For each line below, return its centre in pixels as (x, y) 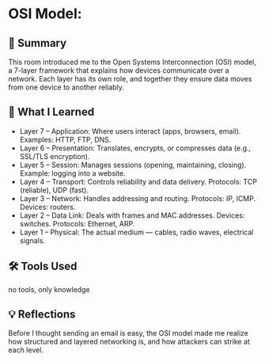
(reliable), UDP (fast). (54, 190)
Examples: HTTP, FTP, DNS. (65, 139)
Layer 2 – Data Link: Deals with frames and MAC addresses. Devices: (132, 215)
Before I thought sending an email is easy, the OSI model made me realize (129, 333)
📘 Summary (38, 43)
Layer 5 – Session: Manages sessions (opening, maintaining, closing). (133, 165)
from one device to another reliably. (66, 87)
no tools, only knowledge (49, 289)
